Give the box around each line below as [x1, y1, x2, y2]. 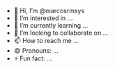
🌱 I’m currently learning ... [13, 22, 89, 29]
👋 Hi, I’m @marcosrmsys [13, 7, 85, 15]
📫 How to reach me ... [13, 37, 79, 44]
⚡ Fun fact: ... [13, 54, 52, 62]
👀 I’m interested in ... [13, 14, 73, 22]
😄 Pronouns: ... [13, 46, 59, 55]
